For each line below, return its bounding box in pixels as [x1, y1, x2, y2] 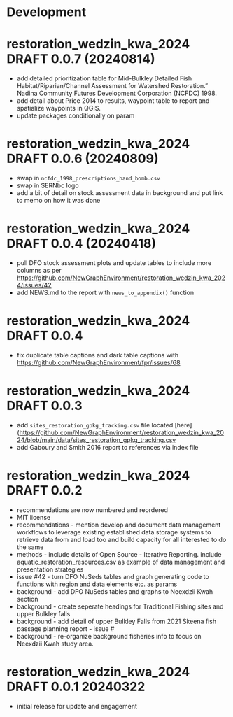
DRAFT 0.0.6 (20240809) [6, 151, 159, 166]
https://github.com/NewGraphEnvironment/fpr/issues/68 [16, 358, 181, 367]
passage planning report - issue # [16, 624, 115, 633]
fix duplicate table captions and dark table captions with [16, 350, 179, 359]
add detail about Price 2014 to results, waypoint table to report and [16, 97, 210, 105]
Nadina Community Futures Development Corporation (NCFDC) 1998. [16, 89, 218, 98]
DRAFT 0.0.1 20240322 [6, 679, 146, 695]
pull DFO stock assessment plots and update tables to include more [16, 259, 212, 267]
